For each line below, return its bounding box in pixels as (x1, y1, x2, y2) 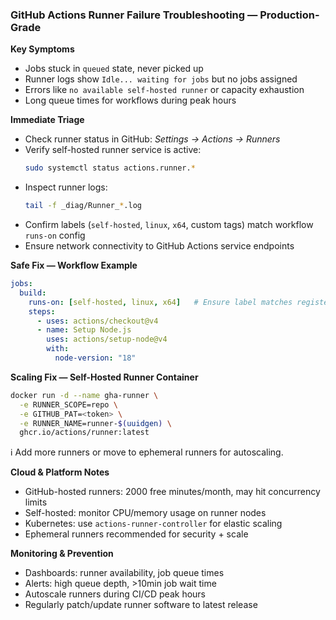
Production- (259, 8, 320, 22)
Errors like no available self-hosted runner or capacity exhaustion (24, 84, 305, 96)
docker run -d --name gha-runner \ (10, 390, 159, 400)
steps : (28, 306, 56, 317)
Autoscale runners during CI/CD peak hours (24, 588, 207, 600)
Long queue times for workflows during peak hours (24, 94, 237, 107)
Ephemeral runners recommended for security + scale (24, 528, 249, 540)
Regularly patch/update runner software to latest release (24, 599, 258, 611)
